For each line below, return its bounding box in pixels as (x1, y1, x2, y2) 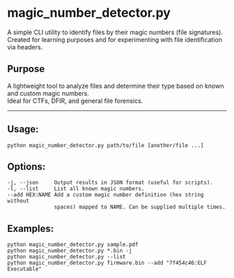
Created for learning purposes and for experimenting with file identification (7, 35, 223, 43)
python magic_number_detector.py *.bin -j (7, 247, 132, 254)
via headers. (7, 43, 43, 51)
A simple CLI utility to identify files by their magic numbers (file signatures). (7, 28, 223, 36)
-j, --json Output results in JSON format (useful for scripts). (7, 180, 214, 186)
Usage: (7, 124, 40, 136)
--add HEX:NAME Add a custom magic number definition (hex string (7, 191, 204, 198)
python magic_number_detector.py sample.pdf (7, 241, 139, 249)
